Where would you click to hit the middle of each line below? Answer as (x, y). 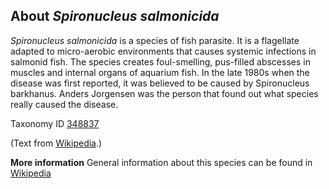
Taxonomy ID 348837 (55, 123)
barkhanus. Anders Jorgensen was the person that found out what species (164, 93)
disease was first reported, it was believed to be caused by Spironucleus (160, 83)
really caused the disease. (64, 104)
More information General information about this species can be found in (161, 162)
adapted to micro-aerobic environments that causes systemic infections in (163, 51)
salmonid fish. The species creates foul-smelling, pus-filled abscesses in (160, 61)
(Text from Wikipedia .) (56, 143)
